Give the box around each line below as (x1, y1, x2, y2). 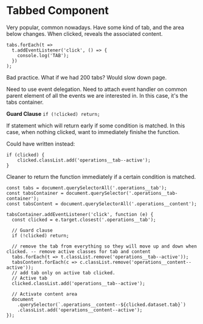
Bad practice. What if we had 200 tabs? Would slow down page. (6, 73, 167, 81)
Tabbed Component (6, 4, 109, 18)
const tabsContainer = (6, 190, 64, 196)
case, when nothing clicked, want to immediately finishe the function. (6, 128, 181, 135)
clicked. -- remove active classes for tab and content (6, 248, 151, 255)
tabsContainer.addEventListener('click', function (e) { (6, 211, 154, 217)
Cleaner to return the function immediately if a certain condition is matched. (6, 173, 196, 180)
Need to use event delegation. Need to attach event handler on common (6, 86, 187, 93)
